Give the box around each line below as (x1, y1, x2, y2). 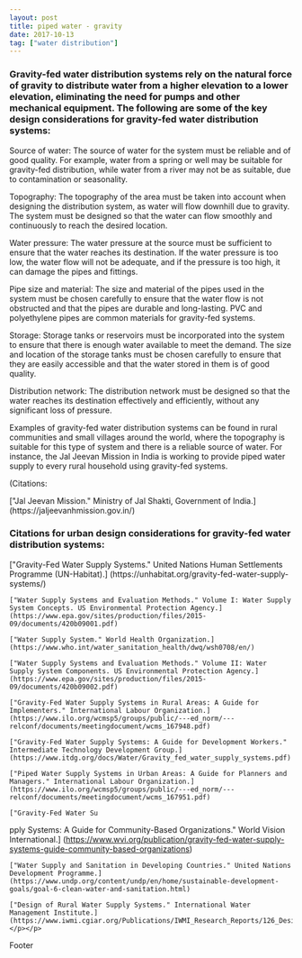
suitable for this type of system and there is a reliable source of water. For (9, 441, 283, 452)
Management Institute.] (9, 908, 99, 917)
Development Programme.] (9, 869, 102, 878)
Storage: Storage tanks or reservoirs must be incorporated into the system (9, 330, 285, 341)
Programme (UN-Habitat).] (9, 569, 108, 579)
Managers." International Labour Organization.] (9, 777, 195, 786)
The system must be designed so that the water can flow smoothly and (9, 210, 272, 221)
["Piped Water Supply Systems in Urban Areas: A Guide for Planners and (9, 769, 288, 778)
